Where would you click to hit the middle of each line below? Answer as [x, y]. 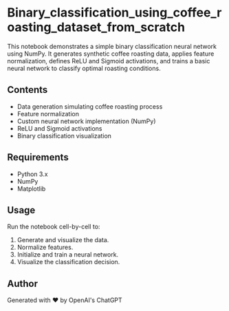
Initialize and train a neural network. [68, 255]
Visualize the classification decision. [68, 262]
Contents [28, 90]
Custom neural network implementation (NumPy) [86, 121]
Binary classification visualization [64, 136]
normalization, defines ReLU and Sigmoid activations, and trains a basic [109, 61]
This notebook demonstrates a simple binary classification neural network [112, 46]
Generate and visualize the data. [63, 240]
